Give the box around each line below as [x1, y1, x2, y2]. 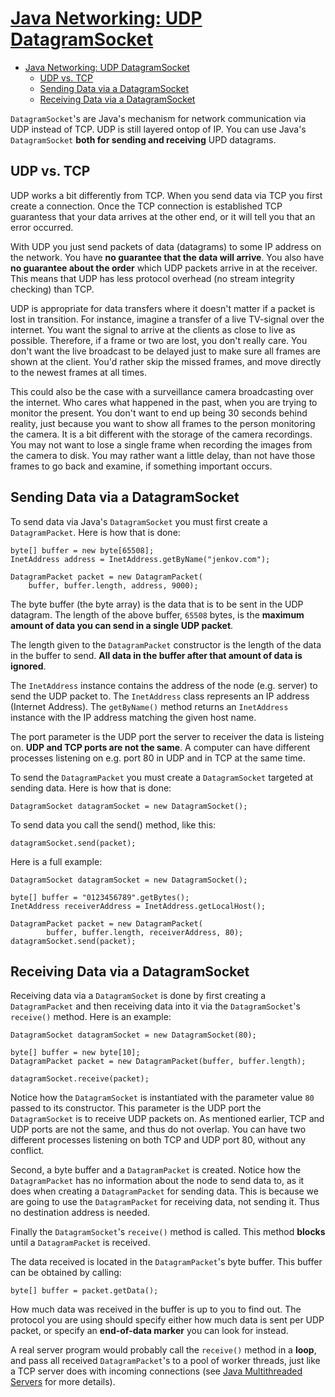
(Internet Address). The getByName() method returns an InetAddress [10, 700, 289, 712]
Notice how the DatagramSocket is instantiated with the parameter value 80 [10, 1092, 315, 1104]
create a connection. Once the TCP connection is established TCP [10, 200, 283, 212]
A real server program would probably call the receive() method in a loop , [10, 1344, 317, 1356]
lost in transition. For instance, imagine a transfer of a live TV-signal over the [10, 313, 325, 325]
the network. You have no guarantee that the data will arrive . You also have [10, 251, 325, 263]
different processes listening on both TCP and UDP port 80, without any [10, 1134, 307, 1146]
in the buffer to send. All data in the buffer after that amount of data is [10, 649, 303, 661]
